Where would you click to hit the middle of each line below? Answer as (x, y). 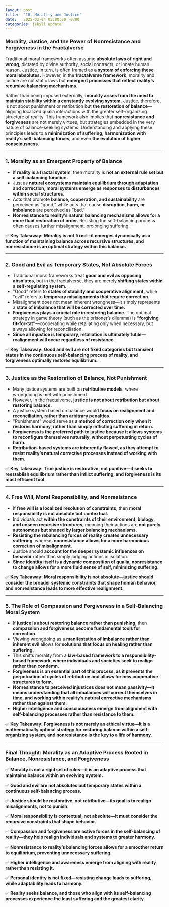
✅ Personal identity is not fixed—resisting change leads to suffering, (78, 878)
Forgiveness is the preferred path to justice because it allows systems (87, 432)
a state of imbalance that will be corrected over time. (69, 307)
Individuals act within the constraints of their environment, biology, (83, 519)
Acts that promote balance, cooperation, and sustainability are (78, 199)
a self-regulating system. (39, 286)
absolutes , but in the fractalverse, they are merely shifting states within (88, 281)
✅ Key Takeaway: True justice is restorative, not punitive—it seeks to (79, 469)
